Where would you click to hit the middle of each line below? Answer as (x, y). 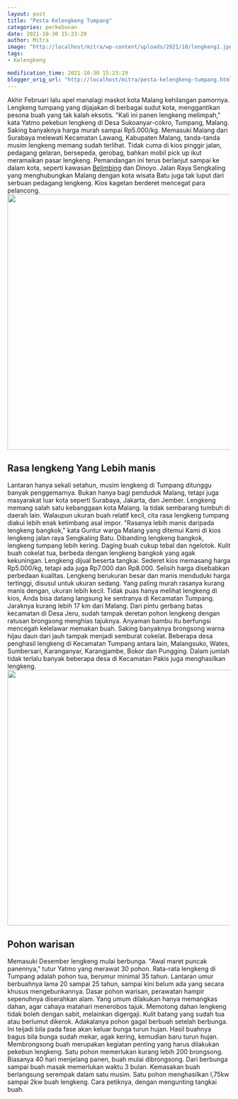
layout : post (27, 14)
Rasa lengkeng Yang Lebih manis (81, 468)
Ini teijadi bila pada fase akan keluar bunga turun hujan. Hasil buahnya (109, 1029)
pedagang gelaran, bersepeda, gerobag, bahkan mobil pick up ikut (104, 153)
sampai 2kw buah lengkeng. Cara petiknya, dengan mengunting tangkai (112, 1082)
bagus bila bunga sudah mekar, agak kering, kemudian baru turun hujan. (113, 1037)
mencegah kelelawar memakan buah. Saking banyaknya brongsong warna (116, 628)
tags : (15, 54)
